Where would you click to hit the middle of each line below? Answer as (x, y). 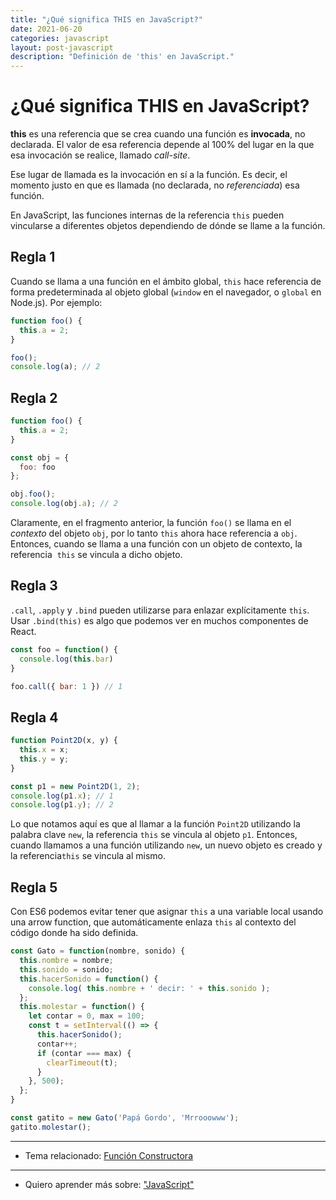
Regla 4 (34, 717)
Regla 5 (34, 887)
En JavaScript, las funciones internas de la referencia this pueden (147, 215)
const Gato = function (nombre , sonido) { (98, 951)
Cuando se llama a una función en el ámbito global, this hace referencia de (166, 281)
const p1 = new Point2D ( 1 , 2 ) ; (75, 786)
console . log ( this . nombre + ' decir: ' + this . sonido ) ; (149, 988)
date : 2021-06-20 (46, 29)
